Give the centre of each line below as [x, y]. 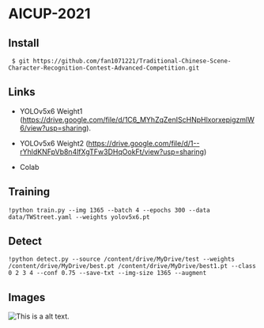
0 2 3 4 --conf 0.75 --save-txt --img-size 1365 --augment [107, 273]
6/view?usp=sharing [53, 128]
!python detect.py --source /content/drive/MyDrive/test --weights [122, 259]
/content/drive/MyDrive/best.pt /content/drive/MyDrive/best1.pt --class [132, 266]
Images [27, 297]
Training [29, 192]
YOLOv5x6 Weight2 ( [54, 143]
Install [24, 43]
